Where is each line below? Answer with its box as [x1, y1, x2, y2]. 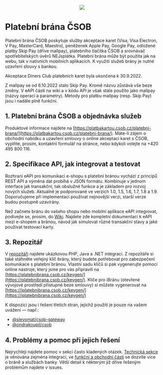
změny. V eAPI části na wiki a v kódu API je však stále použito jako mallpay [5, 87, 155, 93]
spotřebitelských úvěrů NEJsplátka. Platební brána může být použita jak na [5, 53, 156, 59]
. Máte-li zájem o [112, 130, 146, 136]
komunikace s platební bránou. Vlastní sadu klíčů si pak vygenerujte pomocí [5, 261, 158, 267]
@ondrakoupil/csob [12, 322, 52, 328]
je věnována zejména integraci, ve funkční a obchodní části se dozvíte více [5, 354, 156, 360]
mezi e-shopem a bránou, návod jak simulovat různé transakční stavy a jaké [5, 219, 158, 225]
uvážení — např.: [5, 307, 39, 313]
